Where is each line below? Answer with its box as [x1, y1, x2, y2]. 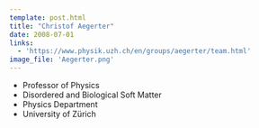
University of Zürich [22, 109, 97, 119]
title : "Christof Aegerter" [9, 22, 115, 31]
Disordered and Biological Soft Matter [22, 89, 162, 100]
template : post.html [9, 13, 87, 23]
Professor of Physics [22, 80, 101, 90]
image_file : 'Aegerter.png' [9, 55, 115, 64]
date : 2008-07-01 [9, 30, 75, 39]
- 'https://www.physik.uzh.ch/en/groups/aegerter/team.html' [17, 47, 252, 56]
